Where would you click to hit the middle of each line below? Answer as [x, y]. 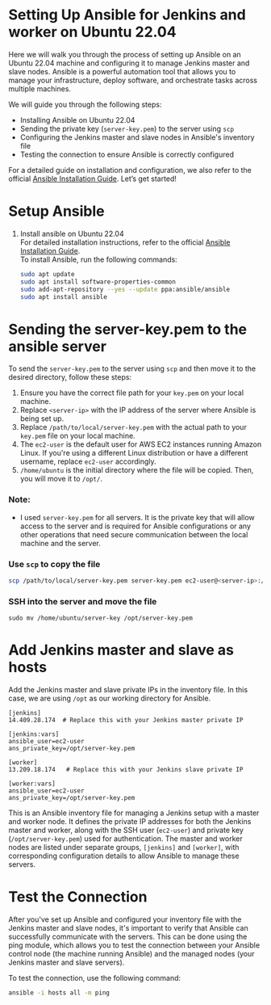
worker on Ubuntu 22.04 [92, 32]
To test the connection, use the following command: [95, 978]
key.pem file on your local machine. [77, 436]
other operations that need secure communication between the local [134, 534]
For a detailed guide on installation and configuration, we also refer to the [130, 170]
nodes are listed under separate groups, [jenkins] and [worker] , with [124, 847]
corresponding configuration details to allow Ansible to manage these [124, 856]
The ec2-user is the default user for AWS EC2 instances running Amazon [141, 444]
